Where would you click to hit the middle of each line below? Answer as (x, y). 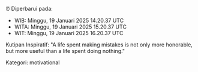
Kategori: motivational (33, 62)
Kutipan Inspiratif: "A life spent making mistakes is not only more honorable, (99, 45)
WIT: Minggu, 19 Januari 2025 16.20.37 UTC (69, 33)
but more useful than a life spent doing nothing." (65, 51)
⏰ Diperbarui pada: (29, 9)
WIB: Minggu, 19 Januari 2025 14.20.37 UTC (69, 21)
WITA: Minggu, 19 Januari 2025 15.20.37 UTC (70, 27)
